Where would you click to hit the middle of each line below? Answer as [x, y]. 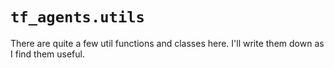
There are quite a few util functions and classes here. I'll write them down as [167, 43]
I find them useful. [47, 54]
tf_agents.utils [77, 17]
